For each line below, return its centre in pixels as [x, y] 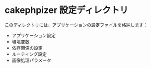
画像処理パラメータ [32, 60]
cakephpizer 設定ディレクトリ [67, 10]
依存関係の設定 [27, 48]
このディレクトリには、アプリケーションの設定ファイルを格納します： [76, 25]
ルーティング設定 [29, 54]
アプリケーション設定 [34, 35]
